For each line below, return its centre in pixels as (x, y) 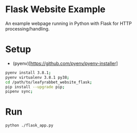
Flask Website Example (56, 9)
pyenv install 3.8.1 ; (28, 73)
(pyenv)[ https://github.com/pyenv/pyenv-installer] (65, 63)
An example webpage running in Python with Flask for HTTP (69, 23)
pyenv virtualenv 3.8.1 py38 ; (37, 77)
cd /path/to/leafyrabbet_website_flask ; (49, 82)
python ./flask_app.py (29, 125)
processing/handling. (28, 28)
